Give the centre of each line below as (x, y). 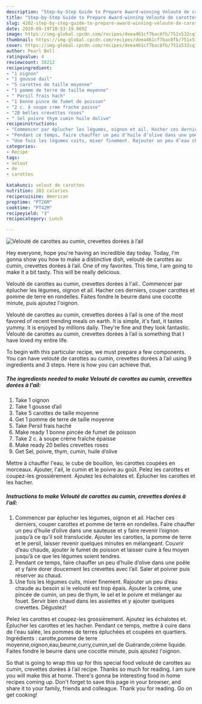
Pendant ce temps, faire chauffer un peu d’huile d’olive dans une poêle (103, 563)
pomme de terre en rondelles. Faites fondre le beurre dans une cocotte (94, 297)
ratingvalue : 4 (25, 57)
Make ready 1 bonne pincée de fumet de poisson (75, 432)
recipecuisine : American (37, 196)
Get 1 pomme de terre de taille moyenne (64, 420)
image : (14, 34)
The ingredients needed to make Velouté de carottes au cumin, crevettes (99, 379)
